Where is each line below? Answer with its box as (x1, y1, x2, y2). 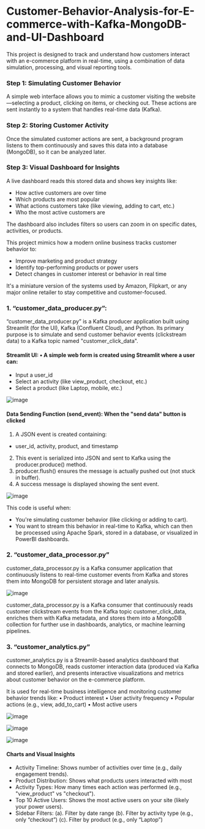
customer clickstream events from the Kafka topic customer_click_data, (6, 607, 187, 615)
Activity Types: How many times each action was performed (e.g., (15, 784, 182, 791)
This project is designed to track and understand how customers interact (6, 50, 190, 58)
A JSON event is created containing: (15, 430, 107, 438)
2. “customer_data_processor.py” (6, 550, 110, 559)
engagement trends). (15, 770, 69, 778)
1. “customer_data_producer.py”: (6, 304, 107, 312)
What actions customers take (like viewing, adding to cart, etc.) (15, 202, 175, 209)
